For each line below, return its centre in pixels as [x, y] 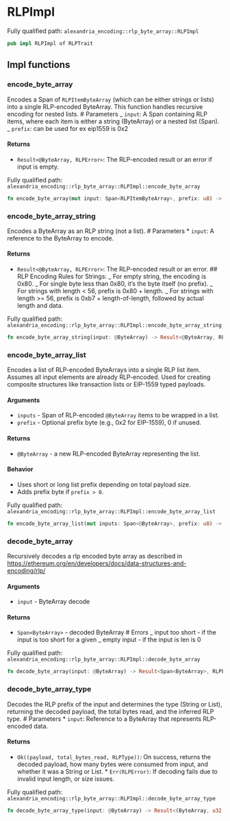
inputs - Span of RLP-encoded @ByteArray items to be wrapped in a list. [118, 415]
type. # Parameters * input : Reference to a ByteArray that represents [104, 719]
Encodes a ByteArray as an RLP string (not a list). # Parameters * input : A [111, 231]
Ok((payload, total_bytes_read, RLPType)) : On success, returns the [114, 757]
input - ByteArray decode [53, 602]
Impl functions [39, 65]
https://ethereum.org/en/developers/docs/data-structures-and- [97, 563]
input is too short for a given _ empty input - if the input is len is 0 [109, 640]
